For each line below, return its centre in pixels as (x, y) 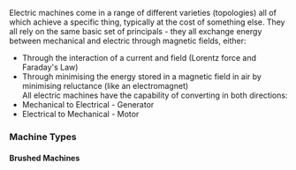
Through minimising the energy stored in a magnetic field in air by (142, 77)
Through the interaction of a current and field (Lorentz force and (139, 58)
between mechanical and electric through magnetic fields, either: (128, 41)
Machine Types (43, 137)
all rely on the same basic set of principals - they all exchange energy (136, 31)
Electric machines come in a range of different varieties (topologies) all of (143, 13)
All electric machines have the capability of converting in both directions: (155, 95)
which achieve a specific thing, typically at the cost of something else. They (147, 22)
